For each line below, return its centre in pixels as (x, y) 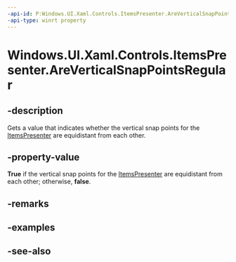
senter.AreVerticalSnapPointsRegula (117, 70)
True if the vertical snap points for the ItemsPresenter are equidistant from (115, 174)
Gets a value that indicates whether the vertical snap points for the (104, 128)
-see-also (29, 251)
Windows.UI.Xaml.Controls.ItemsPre (117, 55)
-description (35, 111)
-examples (31, 228)
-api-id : (20, 14)
